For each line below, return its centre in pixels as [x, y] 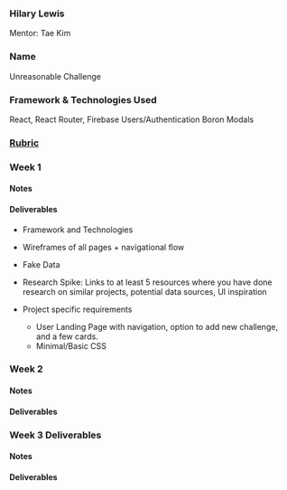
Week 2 [26, 369]
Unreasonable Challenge [56, 76]
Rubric [24, 143]
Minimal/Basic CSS [71, 345]
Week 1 [26, 167]
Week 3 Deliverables [56, 435]
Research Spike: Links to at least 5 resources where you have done [147, 282]
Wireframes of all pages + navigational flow [103, 247]
